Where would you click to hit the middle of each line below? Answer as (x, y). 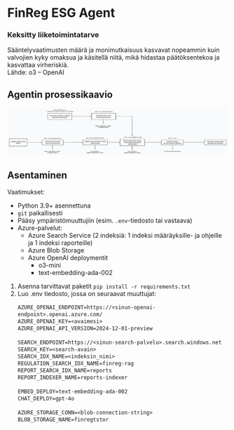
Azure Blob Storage (56, 250)
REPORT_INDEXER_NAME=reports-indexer (73, 377)
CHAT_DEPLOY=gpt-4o (46, 398)
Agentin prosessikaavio (60, 94)
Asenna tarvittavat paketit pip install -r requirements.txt (104, 286)
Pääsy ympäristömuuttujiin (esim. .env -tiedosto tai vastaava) (105, 220)
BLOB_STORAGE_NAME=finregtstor (63, 419)
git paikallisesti (40, 213)
